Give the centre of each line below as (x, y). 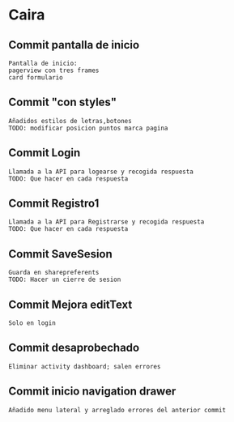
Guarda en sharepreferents (54, 273)
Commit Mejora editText (70, 304)
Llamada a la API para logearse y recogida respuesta (101, 172)
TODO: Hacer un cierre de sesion (65, 280)
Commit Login (45, 153)
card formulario (36, 78)
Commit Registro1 (54, 204)
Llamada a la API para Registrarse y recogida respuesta (106, 222)
